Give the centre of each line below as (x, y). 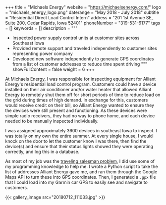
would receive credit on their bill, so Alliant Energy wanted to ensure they (80, 105)
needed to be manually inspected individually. (52, 121)
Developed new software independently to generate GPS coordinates (83, 59)
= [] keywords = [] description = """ (41, 28)
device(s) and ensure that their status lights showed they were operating (79, 146)
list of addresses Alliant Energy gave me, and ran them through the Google (81, 172)
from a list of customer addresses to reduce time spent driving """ (80, 64)
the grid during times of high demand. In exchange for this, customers (77, 100)
